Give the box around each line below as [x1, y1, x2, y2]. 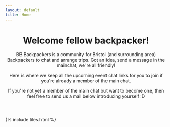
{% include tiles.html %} [5, 117, 56, 123]
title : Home [5, 12, 31, 17]
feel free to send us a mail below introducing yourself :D [27, 93, 145, 99]
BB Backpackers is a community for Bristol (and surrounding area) [16, 51, 156, 58]
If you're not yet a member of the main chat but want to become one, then [8, 88, 164, 94]
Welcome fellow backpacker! [23, 34, 150, 46]
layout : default [5, 7, 40, 13]
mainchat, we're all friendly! [57, 62, 115, 68]
